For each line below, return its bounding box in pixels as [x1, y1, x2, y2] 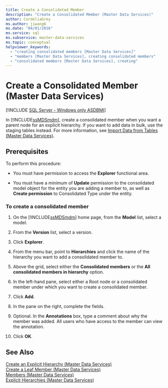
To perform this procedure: [5, 160, 61, 166]
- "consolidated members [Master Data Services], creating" [10, 58, 138, 63]
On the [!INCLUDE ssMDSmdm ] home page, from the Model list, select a [12, 214, 161, 220]
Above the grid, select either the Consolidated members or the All [12, 263, 150, 270]
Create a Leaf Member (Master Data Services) [5, 366, 101, 372]
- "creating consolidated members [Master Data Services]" [10, 49, 136, 54]
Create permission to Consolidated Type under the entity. [12, 190, 133, 196]
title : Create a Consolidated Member [5, 7, 84, 12]
